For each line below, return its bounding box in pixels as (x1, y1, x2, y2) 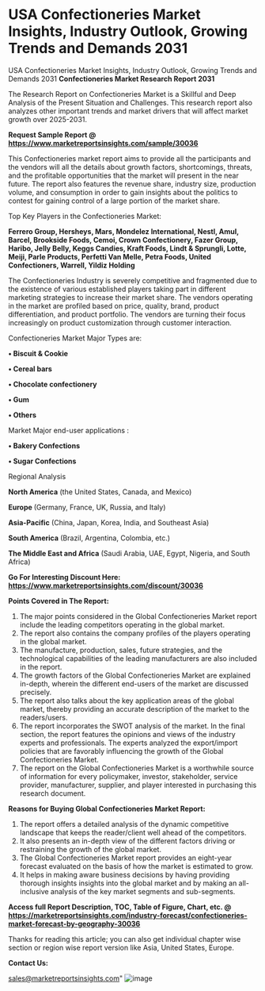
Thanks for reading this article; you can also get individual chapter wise (8, 934, 241, 943)
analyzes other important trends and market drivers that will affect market (8, 106, 248, 116)
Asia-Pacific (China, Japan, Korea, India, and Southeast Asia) (8, 517, 210, 527)
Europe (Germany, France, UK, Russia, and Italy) (8, 502, 166, 512)
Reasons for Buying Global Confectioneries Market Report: (8, 804, 206, 813)
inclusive (19, 886, 49, 896)
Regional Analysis (8, 471, 66, 481)
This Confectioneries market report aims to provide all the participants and (8, 153, 252, 163)
